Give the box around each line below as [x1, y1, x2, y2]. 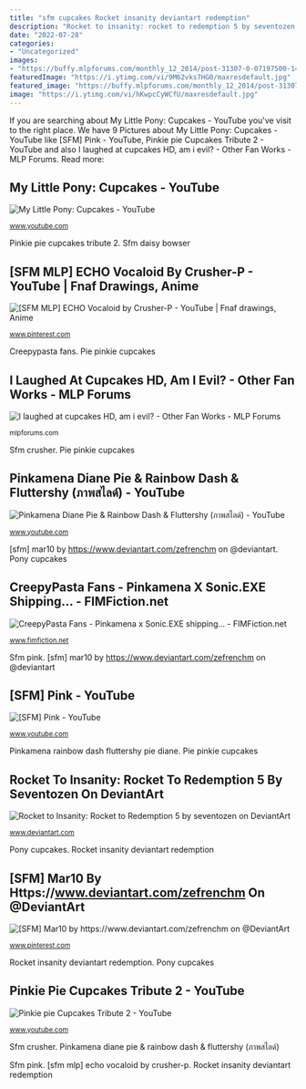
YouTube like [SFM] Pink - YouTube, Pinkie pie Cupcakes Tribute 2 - [9, 134, 264, 145]
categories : [9, 38, 55, 48]
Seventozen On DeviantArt [9, 786, 164, 802]
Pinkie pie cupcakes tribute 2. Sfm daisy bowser [9, 238, 191, 249]
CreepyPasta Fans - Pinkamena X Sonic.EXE [9, 580, 267, 596]
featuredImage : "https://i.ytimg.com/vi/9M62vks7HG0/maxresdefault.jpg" [9, 73, 291, 82]
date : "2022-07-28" [9, 30, 84, 39]
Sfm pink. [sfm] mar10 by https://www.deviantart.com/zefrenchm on [9, 651, 266, 662]
